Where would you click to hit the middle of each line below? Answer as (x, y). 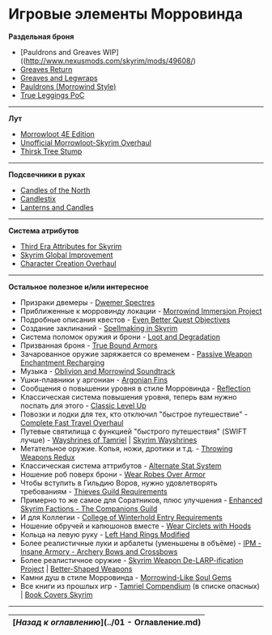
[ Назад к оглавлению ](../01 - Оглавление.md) (107, 622)
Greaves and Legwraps (59, 78)
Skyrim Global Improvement (66, 255)
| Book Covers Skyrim (56, 595)
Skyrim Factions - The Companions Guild (89, 508)
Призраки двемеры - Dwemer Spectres (87, 302)
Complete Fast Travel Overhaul (72, 422)
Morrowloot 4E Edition (57, 133)
